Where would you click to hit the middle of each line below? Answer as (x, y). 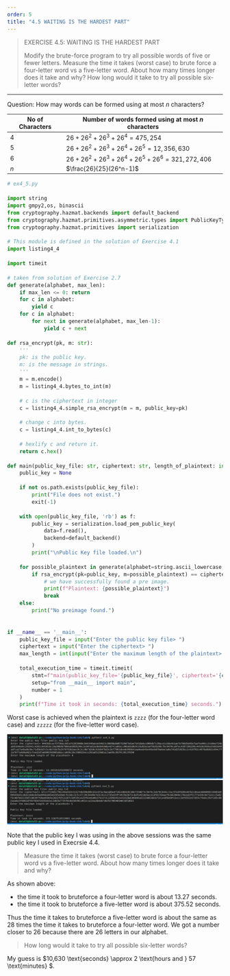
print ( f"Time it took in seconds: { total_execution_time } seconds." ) (121, 705)
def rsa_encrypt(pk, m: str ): (50, 343)
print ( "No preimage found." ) (73, 611)
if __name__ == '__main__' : (47, 632)
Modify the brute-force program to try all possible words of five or (117, 56)
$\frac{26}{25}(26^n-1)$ (102, 169)
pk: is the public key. (53, 357)
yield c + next (65, 328)
